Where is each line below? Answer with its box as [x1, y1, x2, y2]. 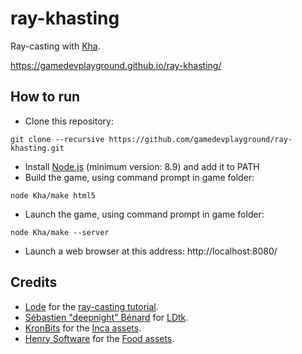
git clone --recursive [10, 134, 105, 144]
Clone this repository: [24, 115, 114, 127]
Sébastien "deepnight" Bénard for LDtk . [24, 311, 189, 323]
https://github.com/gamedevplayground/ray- [108, 134, 293, 144]
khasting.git [10, 143, 65, 153]
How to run [10, 88, 81, 106]
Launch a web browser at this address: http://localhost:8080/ [24, 245, 278, 257]
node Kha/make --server [10, 227, 110, 237]
